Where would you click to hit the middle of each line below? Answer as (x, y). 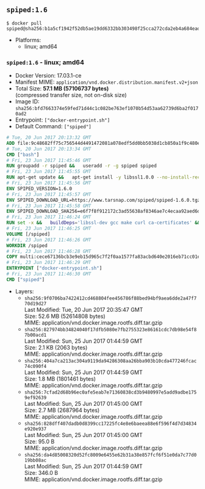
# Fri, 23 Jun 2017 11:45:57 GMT (49, 194)
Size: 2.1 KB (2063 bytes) (56, 347)
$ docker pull (24, 23)
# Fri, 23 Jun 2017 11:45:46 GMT (49, 160)
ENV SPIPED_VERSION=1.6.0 (39, 189)
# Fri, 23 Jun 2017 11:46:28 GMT (49, 251)
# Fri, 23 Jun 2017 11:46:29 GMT (49, 263)
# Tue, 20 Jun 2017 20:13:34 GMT (49, 149)
